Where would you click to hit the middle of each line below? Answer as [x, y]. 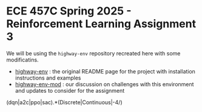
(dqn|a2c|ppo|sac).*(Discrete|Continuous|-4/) [64, 102]
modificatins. [22, 60]
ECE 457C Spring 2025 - [69, 11]
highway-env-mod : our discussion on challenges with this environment [104, 84]
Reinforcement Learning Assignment [101, 24]
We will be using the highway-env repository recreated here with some [93, 53]
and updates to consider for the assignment [70, 90]
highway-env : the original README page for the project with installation [105, 71]
